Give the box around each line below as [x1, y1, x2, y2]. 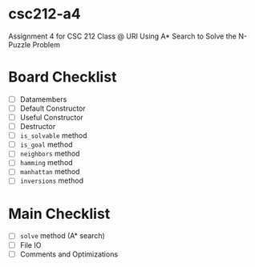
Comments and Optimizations [19, 249, 119, 259]
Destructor [19, 122, 56, 131]
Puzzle [8, 39, 31, 49]
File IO [19, 240, 42, 249]
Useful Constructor [19, 113, 84, 122]
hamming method [19, 158, 74, 168]
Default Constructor [19, 103, 86, 113]
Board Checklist [8, 68, 117, 87]
